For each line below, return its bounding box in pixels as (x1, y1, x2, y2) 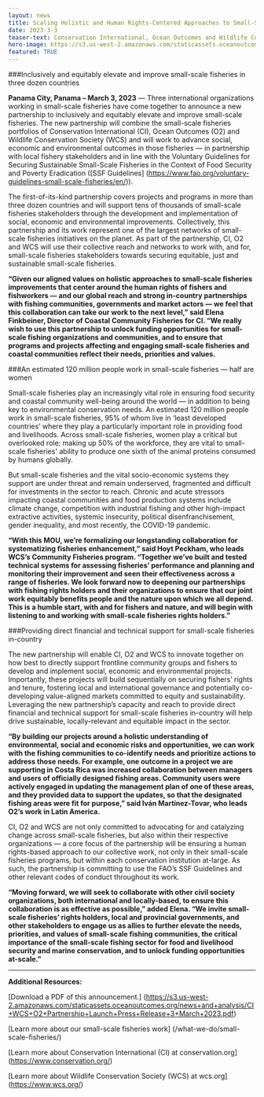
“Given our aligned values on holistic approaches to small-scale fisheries (8, 274, 253, 283)
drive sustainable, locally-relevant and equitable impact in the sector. (8, 716, 232, 726)
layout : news (8, 11, 51, 20)
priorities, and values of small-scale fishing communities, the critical (8, 930, 238, 938)
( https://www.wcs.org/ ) (8, 1080, 84, 1089)
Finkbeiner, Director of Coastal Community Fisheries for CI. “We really (8, 316, 242, 325)
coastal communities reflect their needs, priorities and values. (8, 349, 216, 359)
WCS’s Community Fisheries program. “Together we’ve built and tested (8, 552, 247, 561)
